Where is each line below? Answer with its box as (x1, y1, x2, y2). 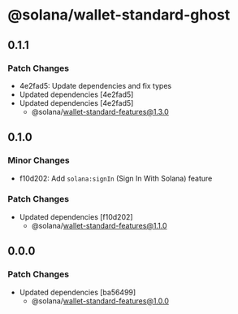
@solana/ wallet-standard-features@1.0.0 (31, 295, 170, 306)
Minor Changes (7, 155, 70, 166)
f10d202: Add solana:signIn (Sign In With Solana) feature (19, 173, 213, 183)
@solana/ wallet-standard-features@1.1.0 (31, 220, 167, 230)
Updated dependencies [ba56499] (19, 287, 136, 297)
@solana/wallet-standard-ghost (7, 6, 231, 24)
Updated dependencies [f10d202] (19, 212, 133, 221)
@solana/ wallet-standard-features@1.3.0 (31, 107, 170, 116)
